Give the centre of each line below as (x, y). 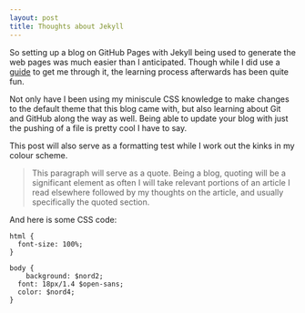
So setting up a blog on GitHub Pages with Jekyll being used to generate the (152, 52)
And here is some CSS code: (63, 219)
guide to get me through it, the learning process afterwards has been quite (149, 71)
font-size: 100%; (51, 244)
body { (22, 268)
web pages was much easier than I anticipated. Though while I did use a (145, 62)
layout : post (34, 18)
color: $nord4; (46, 292)
